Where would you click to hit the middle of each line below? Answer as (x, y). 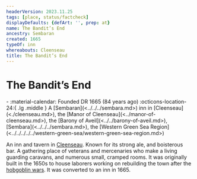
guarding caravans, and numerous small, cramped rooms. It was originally (96, 157)
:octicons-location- (163, 101)
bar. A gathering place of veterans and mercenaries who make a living (92, 151)
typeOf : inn (21, 45)
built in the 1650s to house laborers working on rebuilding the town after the (99, 163)
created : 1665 (24, 39)
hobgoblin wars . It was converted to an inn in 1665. (69, 170)
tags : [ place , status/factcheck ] (47, 17)
